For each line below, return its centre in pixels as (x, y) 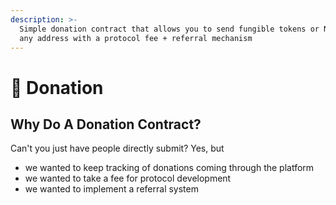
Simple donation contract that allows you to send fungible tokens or (169, 29)
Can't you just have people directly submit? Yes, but (117, 148)
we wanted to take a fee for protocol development (128, 178)
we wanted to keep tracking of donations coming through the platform (169, 168)
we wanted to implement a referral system (111, 189)
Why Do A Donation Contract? (106, 124)
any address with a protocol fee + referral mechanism (136, 38)
